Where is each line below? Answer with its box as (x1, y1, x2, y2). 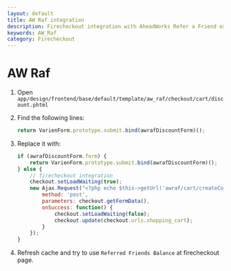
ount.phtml (16, 101, 49, 109)
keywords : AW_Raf (7, 29, 57, 37)
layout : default (7, 10, 54, 17)
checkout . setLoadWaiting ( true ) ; (30, 179, 122, 185)
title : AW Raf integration (7, 17, 85, 23)
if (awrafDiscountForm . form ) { (16, 152, 107, 159)
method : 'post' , (42, 191, 89, 199)
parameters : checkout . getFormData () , (42, 198, 150, 205)
